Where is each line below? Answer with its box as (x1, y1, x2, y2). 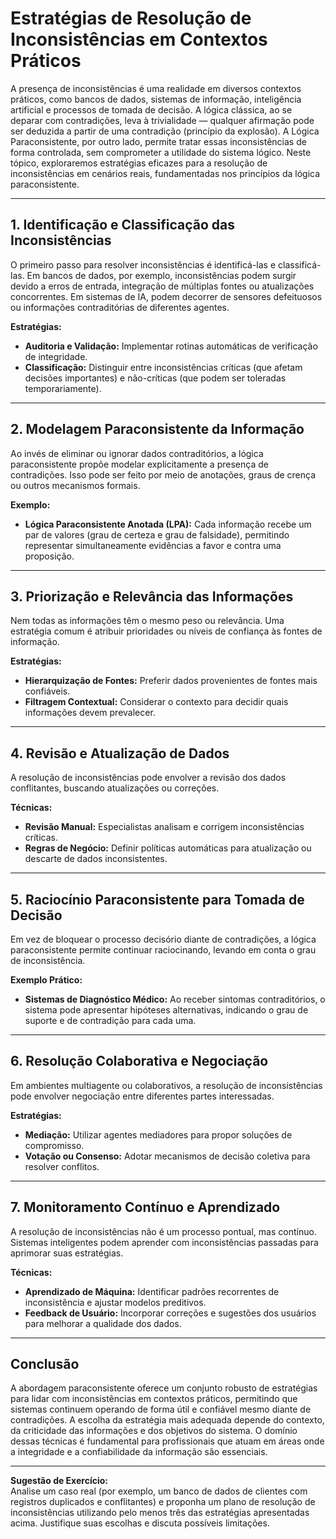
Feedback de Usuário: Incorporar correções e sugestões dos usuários (24, 1307, 317, 1319)
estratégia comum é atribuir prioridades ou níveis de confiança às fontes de (10, 625, 323, 637)
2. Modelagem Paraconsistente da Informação (10, 421, 305, 438)
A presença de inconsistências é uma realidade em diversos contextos (10, 82, 302, 94)
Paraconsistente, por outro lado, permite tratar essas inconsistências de (10, 135, 307, 147)
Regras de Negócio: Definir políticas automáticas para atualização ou (24, 842, 312, 854)
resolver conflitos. (24, 1160, 100, 1172)
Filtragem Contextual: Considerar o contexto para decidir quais (24, 696, 289, 708)
